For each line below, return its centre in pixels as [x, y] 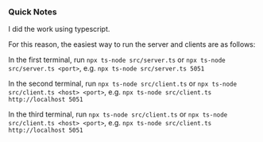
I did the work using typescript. [59, 29]
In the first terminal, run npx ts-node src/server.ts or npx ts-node [117, 60]
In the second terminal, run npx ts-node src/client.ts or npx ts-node [122, 84]
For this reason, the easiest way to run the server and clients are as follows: [132, 44]
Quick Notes [33, 12]
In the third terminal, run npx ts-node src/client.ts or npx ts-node [118, 114]
